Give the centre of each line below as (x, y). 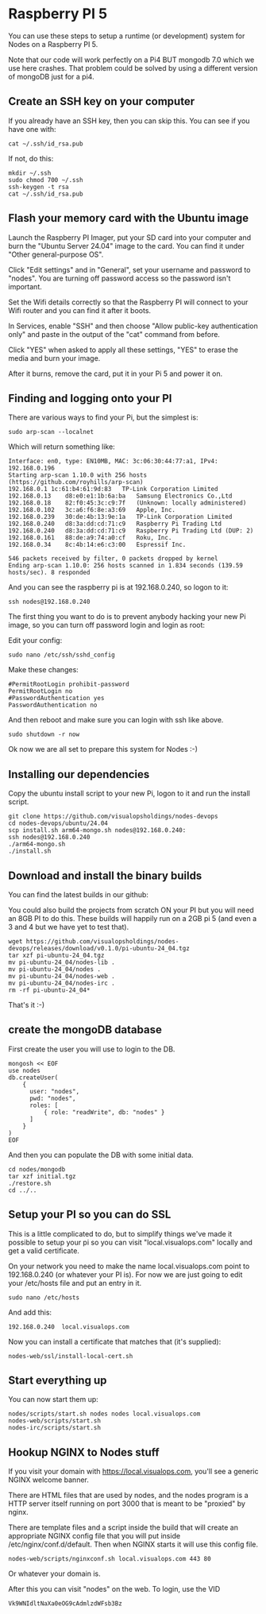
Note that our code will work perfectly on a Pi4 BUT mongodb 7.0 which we (131, 60)
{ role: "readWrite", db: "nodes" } (104, 1112)
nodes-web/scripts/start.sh (55, 1421)
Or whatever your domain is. (54, 1573)
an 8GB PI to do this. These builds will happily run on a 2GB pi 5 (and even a (133, 918)
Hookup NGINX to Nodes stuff (84, 1452)
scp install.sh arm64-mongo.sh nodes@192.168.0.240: (97, 830)
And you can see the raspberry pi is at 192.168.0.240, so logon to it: (118, 587)
